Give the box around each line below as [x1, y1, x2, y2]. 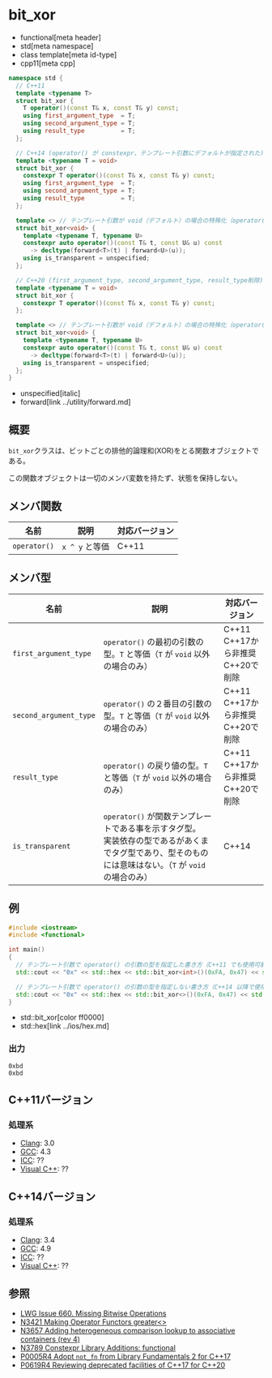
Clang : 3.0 [19, 1138, 55, 1148]
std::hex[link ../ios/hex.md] [19, 1021, 109, 1031]
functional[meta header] [19, 32, 101, 42]
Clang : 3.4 [19, 1235, 55, 1245]
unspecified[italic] [19, 389, 81, 398]
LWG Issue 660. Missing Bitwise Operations [19, 1308, 167, 1318]
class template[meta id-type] [19, 49, 117, 59]
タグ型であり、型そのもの [111, 847, 209, 858]
